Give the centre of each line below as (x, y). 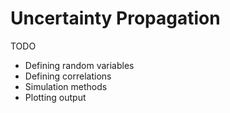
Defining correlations (68, 76)
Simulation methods (66, 86)
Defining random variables (79, 65)
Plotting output (55, 97)
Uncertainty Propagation (115, 18)
